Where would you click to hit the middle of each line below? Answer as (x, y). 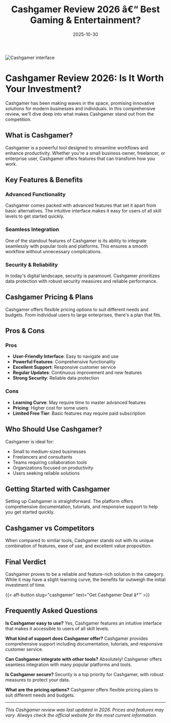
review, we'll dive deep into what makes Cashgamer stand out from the (80, 114)
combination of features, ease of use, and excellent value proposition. (78, 546)
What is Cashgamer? (39, 135)
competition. (19, 119)
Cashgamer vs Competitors (50, 528)
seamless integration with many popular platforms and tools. (69, 664)
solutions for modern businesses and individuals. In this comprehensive (80, 109)
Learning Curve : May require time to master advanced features (79, 402)
